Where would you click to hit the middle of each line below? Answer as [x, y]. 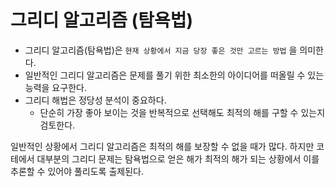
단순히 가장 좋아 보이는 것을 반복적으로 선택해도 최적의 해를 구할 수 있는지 [182, 112]
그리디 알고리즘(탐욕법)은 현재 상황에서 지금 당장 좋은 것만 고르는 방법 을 [161, 50]
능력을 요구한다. [55, 87]
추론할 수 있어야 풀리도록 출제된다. [77, 171]
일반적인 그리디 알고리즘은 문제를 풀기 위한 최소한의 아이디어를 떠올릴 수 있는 [174, 75]
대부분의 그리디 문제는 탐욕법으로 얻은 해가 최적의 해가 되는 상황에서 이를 [178, 158]
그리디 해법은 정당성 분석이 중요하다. [95, 100]
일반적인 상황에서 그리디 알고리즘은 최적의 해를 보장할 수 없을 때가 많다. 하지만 [162, 146]
